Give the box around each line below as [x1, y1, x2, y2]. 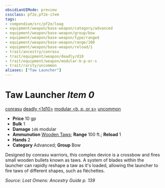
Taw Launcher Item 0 [5, 89, 94, 100]
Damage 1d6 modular [12, 126, 56, 132]
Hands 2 [12, 136, 31, 142]
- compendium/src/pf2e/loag [5, 21, 64, 26]
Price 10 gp [12, 115, 36, 121]
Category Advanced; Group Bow [12, 142, 81, 148]
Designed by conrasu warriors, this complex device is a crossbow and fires [5, 151, 160, 157]
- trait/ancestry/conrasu [5, 49, 59, 54]
